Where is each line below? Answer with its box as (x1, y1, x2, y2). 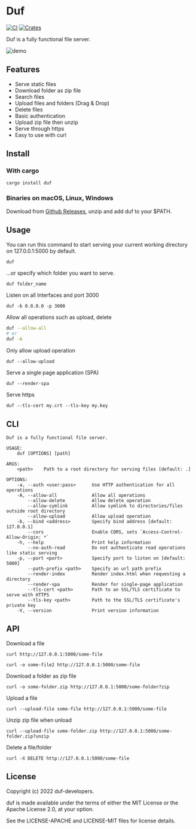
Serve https (6, 391, 35, 399)
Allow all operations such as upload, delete (6, 313, 112, 321)
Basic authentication (14, 112, 66, 119)
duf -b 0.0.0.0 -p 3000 (6, 303, 66, 309)
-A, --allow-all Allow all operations (17, 492, 146, 498)
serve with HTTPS (6, 591, 50, 598)
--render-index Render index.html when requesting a (27, 570, 186, 577)
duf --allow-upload (6, 359, 55, 365)
